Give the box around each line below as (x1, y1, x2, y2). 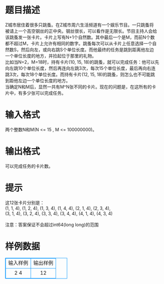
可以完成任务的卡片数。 (5, 163, 53, 169)
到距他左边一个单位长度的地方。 (5, 77, 70, 83)
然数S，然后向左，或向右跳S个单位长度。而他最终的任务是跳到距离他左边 (5, 47, 154, 53)
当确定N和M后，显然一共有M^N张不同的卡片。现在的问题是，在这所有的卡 (5, 84, 156, 90)
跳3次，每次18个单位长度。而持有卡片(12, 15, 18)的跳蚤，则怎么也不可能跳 (5, 71, 155, 77)
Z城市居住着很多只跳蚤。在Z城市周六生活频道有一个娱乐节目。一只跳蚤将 (5, 22, 154, 28)
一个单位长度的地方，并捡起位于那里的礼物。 (5, 53, 97, 58)
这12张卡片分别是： (5, 199, 45, 206)
